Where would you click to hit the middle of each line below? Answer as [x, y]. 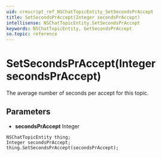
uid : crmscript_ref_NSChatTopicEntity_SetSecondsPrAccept [80, 12]
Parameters [28, 112]
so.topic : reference [32, 34]
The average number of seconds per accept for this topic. [77, 93]
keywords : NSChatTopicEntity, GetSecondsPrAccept [69, 28]
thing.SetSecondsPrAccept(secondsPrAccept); [62, 147]
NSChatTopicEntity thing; [38, 137]
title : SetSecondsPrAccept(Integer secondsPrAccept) [73, 17]
